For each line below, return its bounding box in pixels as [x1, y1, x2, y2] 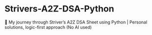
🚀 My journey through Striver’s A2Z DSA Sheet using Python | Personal [4, 19, 148, 25]
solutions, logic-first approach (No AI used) [4, 24, 92, 30]
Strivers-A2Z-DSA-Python [4, 3, 114, 14]
